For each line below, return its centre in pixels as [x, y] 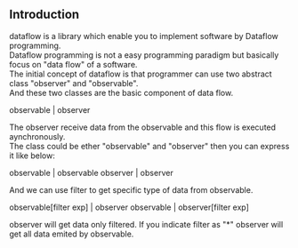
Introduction [44, 15]
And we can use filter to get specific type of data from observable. [131, 189]
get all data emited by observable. [72, 234]
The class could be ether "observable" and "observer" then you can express [149, 146]
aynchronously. [37, 136]
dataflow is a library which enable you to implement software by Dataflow [144, 36]
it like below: [32, 156]
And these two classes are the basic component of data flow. [121, 92]
